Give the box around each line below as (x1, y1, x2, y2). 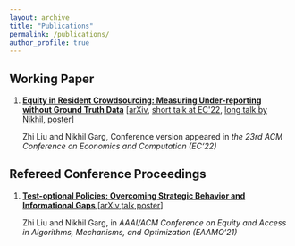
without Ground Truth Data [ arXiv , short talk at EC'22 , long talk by (21, 105, 268, 115)
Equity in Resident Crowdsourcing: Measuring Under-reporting (21, 95, 262, 106)
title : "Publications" (9, 21, 94, 30)
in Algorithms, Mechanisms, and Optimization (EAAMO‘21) (21, 226, 238, 237)
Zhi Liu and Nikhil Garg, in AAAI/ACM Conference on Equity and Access (21, 216, 287, 228)
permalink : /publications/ (9, 30, 110, 38)
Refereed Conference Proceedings (9, 166, 207, 182)
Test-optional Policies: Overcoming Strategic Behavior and (21, 190, 246, 201)
